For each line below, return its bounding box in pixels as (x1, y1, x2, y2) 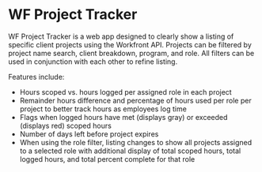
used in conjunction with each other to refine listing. (8, 57, 178, 66)
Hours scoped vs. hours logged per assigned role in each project (19, 87, 232, 96)
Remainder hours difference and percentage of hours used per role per (19, 95, 252, 105)
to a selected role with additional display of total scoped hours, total (19, 146, 241, 155)
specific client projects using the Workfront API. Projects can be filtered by (8, 39, 252, 49)
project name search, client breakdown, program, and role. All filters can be (8, 48, 255, 58)
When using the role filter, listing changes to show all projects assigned (19, 137, 253, 147)
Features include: (8, 72, 65, 81)
